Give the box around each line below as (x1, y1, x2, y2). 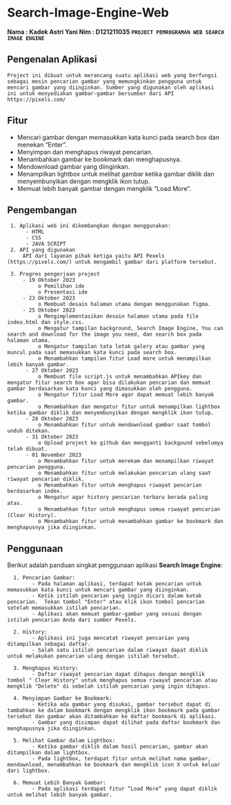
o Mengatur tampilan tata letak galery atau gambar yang (37, 343, 205, 350)
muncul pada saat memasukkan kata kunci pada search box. (7, 349, 177, 356)
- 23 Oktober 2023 (22, 295, 76, 302)
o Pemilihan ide (37, 283, 85, 290)
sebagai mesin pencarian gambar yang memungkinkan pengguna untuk (7, 78, 202, 85)
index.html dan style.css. (7, 319, 85, 326)
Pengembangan (7, 204, 77, 216)
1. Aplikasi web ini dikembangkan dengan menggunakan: (10, 223, 171, 230)
